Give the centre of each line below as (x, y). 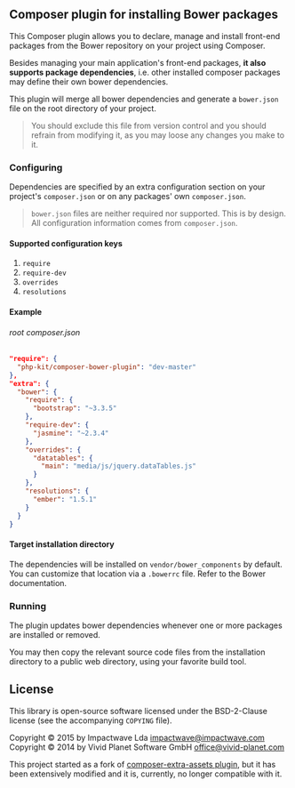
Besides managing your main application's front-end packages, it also (138, 62)
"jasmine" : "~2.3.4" (71, 433)
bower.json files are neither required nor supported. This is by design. (158, 213)
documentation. (38, 583)
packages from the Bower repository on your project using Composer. (137, 45)
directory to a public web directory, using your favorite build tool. (128, 661)
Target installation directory (62, 544)
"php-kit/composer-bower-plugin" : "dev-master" (107, 367)
